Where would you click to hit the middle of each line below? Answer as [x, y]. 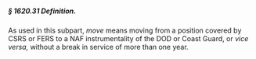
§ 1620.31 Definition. [42, 11]
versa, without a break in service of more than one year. [99, 47]
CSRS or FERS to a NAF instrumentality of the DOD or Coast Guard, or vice [128, 38]
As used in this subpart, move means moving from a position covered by [125, 30]
